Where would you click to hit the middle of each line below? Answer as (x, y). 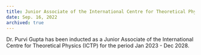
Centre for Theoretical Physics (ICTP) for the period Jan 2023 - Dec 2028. (98, 46)
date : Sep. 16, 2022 (32, 17)
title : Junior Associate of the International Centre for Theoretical (96, 12)
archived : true (25, 22)
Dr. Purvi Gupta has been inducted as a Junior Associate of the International (100, 40)
